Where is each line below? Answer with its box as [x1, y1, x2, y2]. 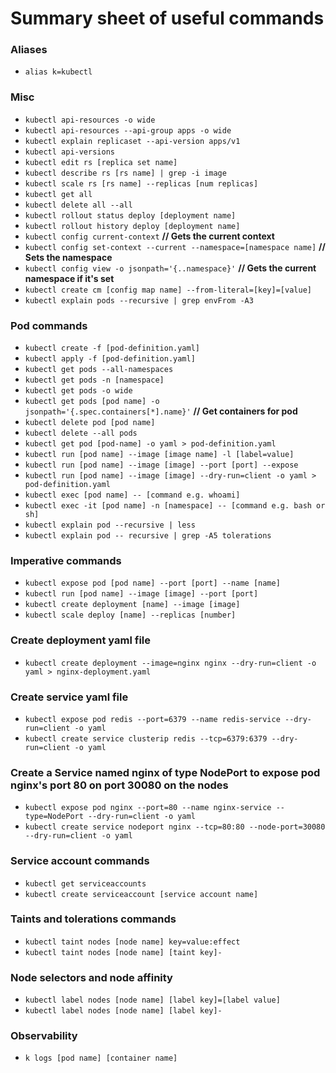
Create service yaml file [10, 690, 129, 704]
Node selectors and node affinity [10, 970, 173, 984]
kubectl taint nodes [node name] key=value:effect [24, 937, 241, 947]
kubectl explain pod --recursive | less [24, 520, 196, 531]
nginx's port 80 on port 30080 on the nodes [10, 778, 229, 792]
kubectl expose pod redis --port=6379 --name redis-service [24, 714, 281, 724]
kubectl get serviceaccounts [24, 878, 147, 889]
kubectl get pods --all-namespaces [24, 365, 174, 375]
